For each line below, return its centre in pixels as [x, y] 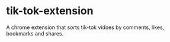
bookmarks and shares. [35, 33]
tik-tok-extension [50, 11]
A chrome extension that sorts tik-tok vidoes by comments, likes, [85, 27]
